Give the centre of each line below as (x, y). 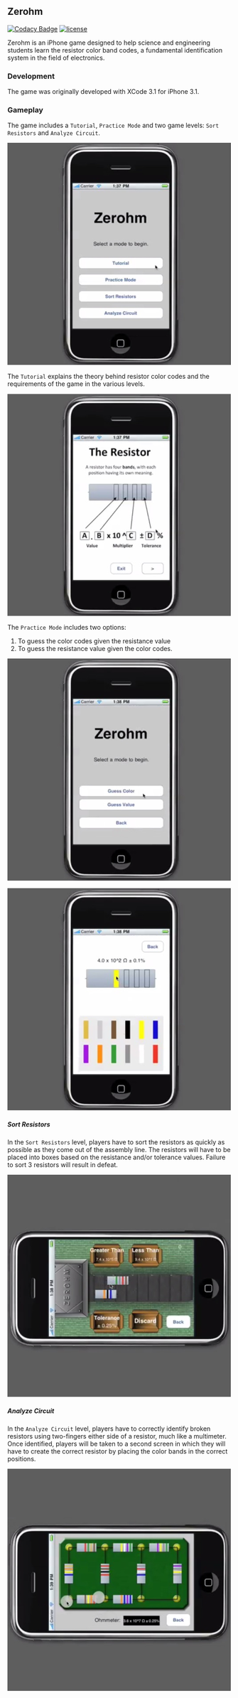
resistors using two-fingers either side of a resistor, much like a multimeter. (117, 1436)
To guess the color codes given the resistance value (94, 641)
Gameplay (26, 110)
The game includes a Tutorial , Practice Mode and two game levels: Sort (113, 125)
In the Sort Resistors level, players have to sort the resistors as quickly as (116, 1142)
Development (31, 76)
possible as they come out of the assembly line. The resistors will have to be (119, 1150)
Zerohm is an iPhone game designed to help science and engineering (109, 43)
